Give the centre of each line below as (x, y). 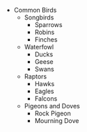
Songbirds (39, 17)
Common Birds (35, 10)
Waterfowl (39, 47)
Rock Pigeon (53, 113)
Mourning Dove (57, 121)
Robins (45, 32)
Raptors (35, 76)
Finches (46, 40)
